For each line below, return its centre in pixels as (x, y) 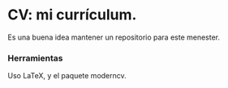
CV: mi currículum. (72, 15)
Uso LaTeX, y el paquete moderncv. (67, 76)
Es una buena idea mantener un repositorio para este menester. (114, 37)
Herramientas (35, 58)
